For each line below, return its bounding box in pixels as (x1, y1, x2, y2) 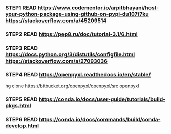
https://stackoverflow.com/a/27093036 (5, 57, 108, 64)
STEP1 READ (5, 4, 37, 11)
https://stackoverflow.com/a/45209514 (5, 17, 107, 24)
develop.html (5, 122, 39, 129)
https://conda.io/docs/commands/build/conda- (39, 116, 161, 123)
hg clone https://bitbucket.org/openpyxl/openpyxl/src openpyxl (5, 83, 139, 89)
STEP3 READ (5, 44, 38, 51)
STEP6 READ (5, 116, 38, 123)
